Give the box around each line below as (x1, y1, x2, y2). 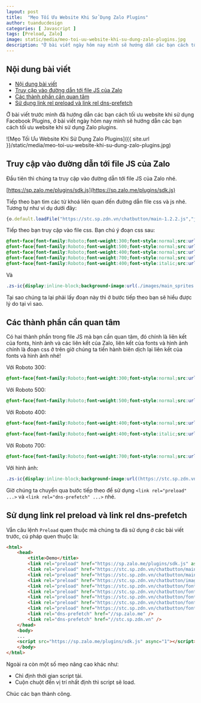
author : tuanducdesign (6, 20, 63, 26)
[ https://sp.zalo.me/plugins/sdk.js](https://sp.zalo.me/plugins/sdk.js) (6, 186, 175, 193)
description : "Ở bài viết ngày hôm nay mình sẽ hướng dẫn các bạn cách (6, 42, 188, 48)
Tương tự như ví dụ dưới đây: (6, 204, 77, 211)
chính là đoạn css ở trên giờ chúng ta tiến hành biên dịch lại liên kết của (6, 346, 182, 353)
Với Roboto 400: (6, 409, 47, 416)
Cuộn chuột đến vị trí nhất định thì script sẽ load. (14, 678, 136, 686)
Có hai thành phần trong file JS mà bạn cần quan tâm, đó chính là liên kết (6, 333, 187, 340)
